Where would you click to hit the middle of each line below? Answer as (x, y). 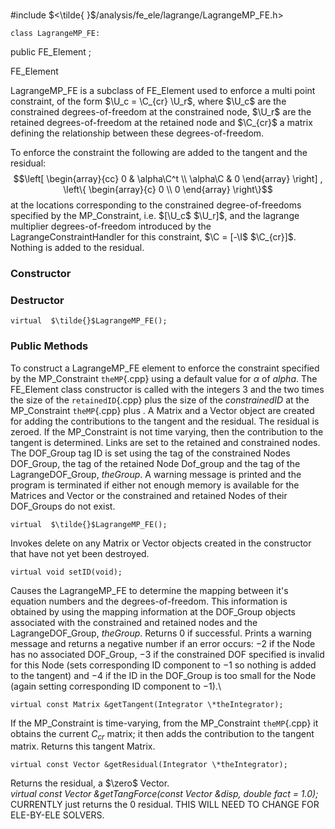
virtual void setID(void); (66, 572)
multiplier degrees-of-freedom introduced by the (111, 226)
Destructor (37, 300)
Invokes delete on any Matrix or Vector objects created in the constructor (161, 543)
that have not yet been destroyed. (80, 553)
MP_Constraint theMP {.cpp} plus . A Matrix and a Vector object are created (162, 410)
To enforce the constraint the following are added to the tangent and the (159, 152)
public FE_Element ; (51, 52)
